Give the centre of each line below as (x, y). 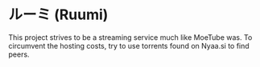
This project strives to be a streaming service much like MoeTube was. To (130, 37)
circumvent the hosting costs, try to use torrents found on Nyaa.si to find (129, 45)
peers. (19, 54)
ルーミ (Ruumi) (58, 15)
